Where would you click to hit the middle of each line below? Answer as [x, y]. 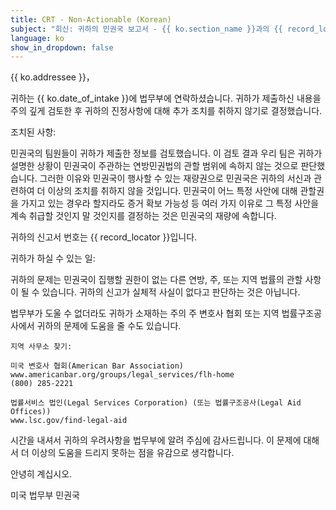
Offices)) [31, 412]
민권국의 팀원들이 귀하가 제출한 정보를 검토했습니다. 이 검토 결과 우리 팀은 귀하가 [166, 153]
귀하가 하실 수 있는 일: [53, 258]
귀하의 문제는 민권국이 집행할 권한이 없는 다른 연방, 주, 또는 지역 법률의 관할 [156, 280]
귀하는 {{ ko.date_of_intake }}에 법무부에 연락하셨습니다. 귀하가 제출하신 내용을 [166, 98]
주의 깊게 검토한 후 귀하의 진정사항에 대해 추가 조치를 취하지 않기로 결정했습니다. [166, 111]
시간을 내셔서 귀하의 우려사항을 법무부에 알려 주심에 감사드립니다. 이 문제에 [156, 440]
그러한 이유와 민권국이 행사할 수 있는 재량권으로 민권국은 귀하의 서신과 [175, 178]
